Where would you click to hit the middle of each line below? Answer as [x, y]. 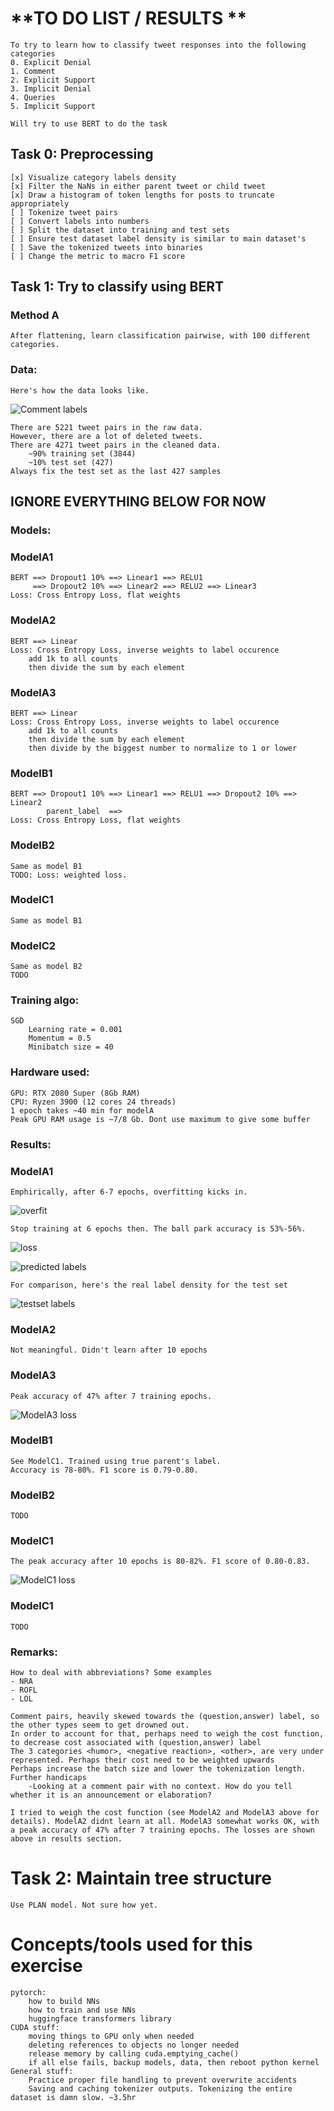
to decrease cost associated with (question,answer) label [136, 1743]
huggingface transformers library [100, 2018]
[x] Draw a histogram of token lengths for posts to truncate [142, 195]
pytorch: [28, 1992]
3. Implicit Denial [51, 88]
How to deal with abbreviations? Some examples [111, 1673]
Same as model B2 [46, 967]
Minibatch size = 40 [71, 1047]
